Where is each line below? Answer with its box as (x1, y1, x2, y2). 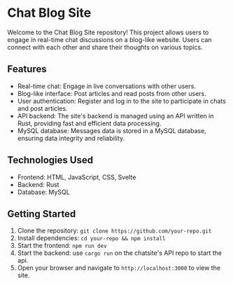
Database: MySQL (17, 188, 70, 196)
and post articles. (17, 104, 68, 113)
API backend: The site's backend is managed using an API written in (17, 111, 214, 120)
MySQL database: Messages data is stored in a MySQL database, (17, 126, 206, 134)
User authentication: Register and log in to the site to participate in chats (17, 97, 226, 105)
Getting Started (7, 208, 76, 220)
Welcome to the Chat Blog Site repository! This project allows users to (7, 28, 209, 36)
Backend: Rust (17, 180, 59, 188)
